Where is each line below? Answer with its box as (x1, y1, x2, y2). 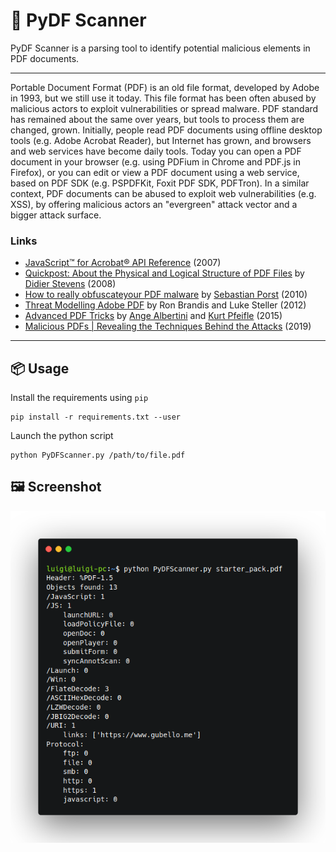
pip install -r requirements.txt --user (10, 412, 182, 423)
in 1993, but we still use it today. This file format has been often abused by (10, 92, 317, 104)
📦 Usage (10, 360, 70, 377)
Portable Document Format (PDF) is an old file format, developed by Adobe (10, 81, 320, 93)
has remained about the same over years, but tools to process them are (10, 113, 305, 125)
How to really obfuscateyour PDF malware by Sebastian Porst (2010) (24, 289, 308, 301)
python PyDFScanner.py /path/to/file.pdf (10, 450, 186, 461)
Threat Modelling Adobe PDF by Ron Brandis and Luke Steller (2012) (24, 299, 307, 311)
